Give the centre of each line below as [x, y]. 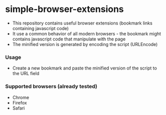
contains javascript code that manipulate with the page [69, 39]
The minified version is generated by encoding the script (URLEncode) [85, 44]
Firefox [20, 102]
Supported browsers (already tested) [51, 86]
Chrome [21, 97]
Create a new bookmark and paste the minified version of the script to [85, 68]
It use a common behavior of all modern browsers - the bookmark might [87, 33]
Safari [18, 108]
